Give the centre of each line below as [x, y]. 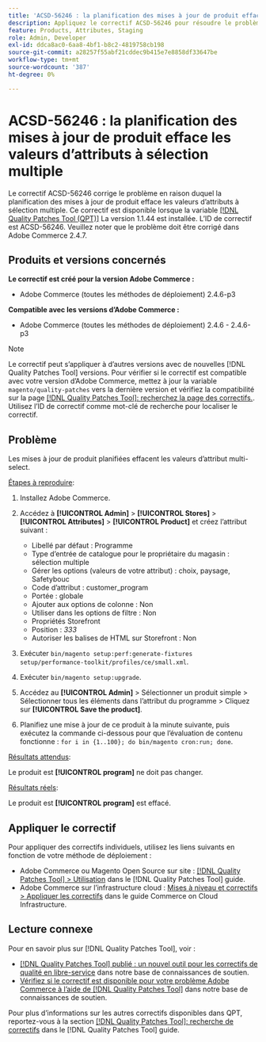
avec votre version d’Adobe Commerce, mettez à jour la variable [113, 381]
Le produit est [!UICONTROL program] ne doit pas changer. [106, 773]
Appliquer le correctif [62, 828]
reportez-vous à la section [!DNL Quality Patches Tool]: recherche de [121, 1021]
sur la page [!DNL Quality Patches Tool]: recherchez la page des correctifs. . [131, 398]
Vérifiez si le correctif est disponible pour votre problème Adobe [124, 980]
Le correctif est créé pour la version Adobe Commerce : [101, 279]
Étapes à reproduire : [42, 483]
